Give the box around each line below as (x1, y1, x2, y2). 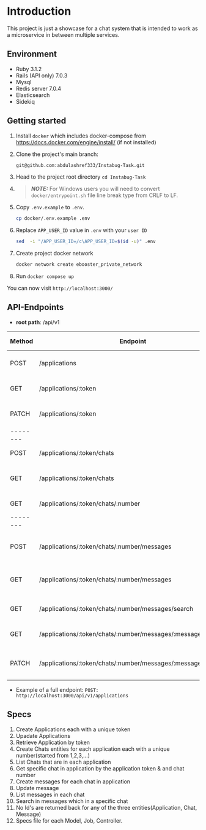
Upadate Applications (15, 732, 71, 739)
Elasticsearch (15, 91, 50, 99)
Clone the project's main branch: (15, 150, 98, 158)
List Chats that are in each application (15, 758, 111, 766)
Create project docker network (15, 250, 94, 257)
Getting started (7, 115, 67, 126)
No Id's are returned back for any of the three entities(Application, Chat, (15, 804, 197, 811)
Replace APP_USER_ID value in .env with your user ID (15, 227, 147, 234)
